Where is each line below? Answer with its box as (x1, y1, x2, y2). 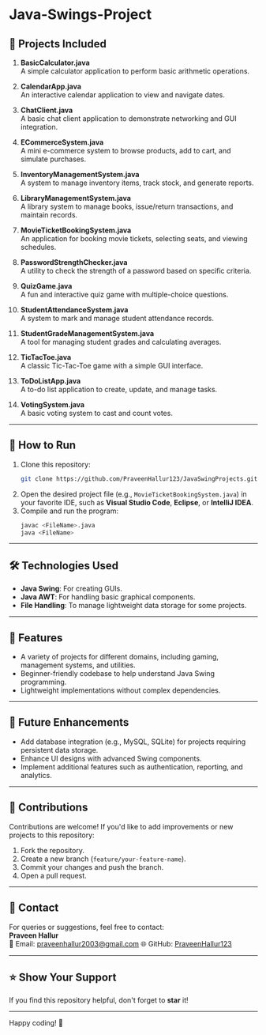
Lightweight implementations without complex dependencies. (20, 686, 221, 695)
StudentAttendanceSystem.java (20, 305, 129, 314)
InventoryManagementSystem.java (20, 170, 140, 179)
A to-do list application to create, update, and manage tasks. (20, 385, 218, 394)
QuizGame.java (20, 281, 73, 290)
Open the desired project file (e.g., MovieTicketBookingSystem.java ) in (20, 489, 247, 499)
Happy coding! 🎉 (9, 1018, 64, 1028)
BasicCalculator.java (20, 58, 90, 67)
